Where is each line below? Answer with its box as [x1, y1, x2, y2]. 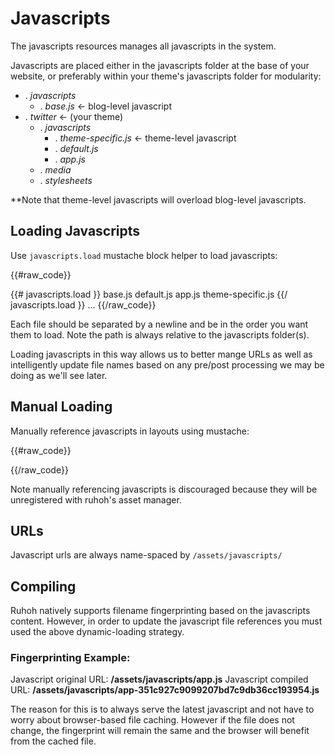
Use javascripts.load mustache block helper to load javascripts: [10, 249, 278, 261]
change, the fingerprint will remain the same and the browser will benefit [10, 725, 310, 737]
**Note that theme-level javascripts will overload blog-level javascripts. [10, 193, 307, 206]
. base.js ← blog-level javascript [39, 100, 173, 112]
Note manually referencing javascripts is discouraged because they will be [10, 483, 318, 495]
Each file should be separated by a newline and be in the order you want [10, 318, 309, 330]
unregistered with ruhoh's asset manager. [10, 493, 182, 506]
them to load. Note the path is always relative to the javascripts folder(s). [10, 328, 310, 341]
